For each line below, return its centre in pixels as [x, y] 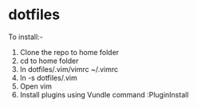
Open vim [35, 86]
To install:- [26, 37]
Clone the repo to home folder [69, 52]
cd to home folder [49, 61]
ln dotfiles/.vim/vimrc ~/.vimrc [69, 69]
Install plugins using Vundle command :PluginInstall [104, 94]
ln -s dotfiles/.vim [48, 77]
